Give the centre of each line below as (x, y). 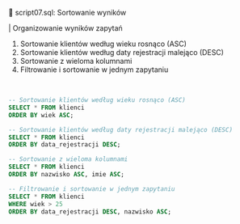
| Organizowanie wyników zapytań (65, 28)
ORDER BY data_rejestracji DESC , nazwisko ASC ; (90, 211)
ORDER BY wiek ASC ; (41, 115)
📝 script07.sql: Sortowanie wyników (67, 13)
